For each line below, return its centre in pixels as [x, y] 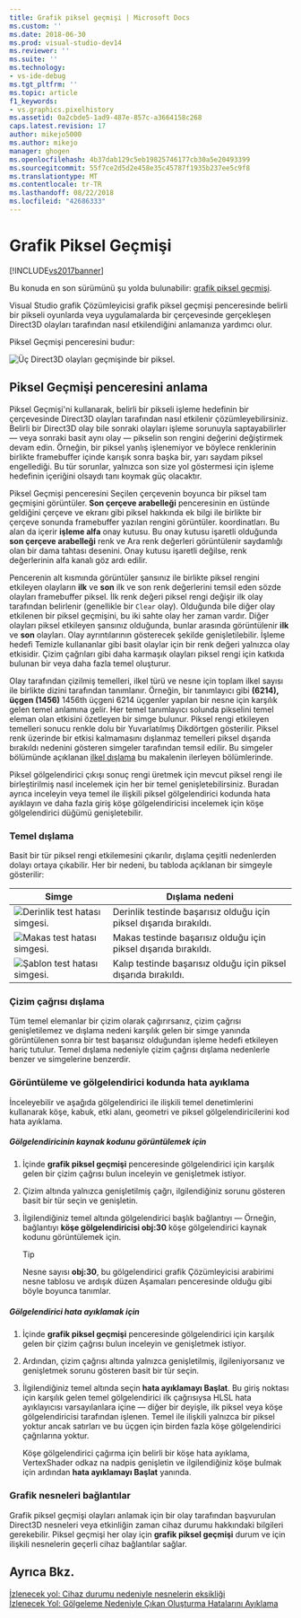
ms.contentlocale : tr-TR [56, 185]
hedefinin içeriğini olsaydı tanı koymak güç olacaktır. [106, 476]
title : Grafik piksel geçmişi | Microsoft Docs [100, 18]
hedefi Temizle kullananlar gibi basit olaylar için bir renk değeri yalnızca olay [150, 644]
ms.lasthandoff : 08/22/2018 [62, 193]
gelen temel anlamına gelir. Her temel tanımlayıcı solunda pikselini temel [142, 709]
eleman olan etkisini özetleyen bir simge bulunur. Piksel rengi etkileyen [139, 718]
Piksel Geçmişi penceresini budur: [72, 341]
